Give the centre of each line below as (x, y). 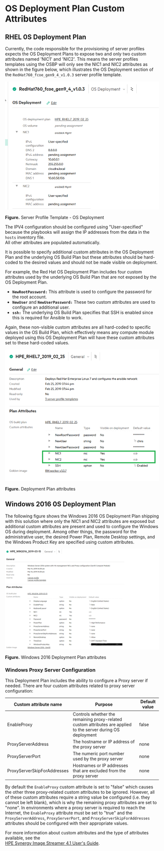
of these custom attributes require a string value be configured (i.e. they (78, 797)
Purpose (104, 704)
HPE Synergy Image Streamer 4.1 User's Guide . (52, 843)
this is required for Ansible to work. (47, 318)
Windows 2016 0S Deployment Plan (61, 504)
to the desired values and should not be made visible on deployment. (88, 263)
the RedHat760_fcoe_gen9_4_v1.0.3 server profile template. (63, 75)
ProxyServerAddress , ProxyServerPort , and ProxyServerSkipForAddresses (78, 818)
